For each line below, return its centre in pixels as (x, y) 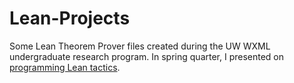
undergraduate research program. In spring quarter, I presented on (147, 56)
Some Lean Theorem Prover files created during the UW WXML (140, 46)
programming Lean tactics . (65, 67)
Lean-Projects (70, 18)
